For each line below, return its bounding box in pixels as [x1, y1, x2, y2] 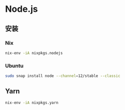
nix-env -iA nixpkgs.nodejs [5, 50, 63, 55]
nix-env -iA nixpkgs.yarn [5, 100, 58, 105]
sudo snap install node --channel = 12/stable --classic [5, 73, 121, 78]
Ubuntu [5, 62, 24, 69]
